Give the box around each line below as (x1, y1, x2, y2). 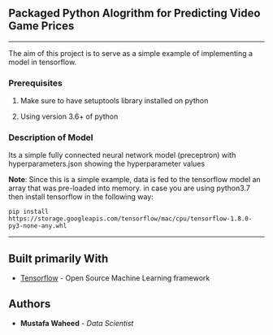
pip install (8, 207, 49, 216)
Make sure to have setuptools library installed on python (19, 96, 209, 106)
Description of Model (8, 132, 93, 143)
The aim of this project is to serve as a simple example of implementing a (8, 48, 253, 58)
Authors (8, 297, 51, 311)
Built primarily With (8, 251, 109, 265)
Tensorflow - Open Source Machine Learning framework (19, 273, 210, 283)
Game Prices (8, 20, 75, 33)
